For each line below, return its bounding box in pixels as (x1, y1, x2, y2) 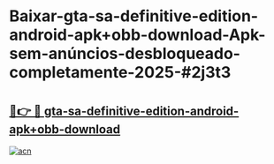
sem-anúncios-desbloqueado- (9, 44, 241, 63)
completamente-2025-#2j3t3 (9, 63, 232, 83)
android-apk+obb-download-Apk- (9, 25, 266, 45)
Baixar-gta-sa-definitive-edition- (9, 6, 259, 26)
